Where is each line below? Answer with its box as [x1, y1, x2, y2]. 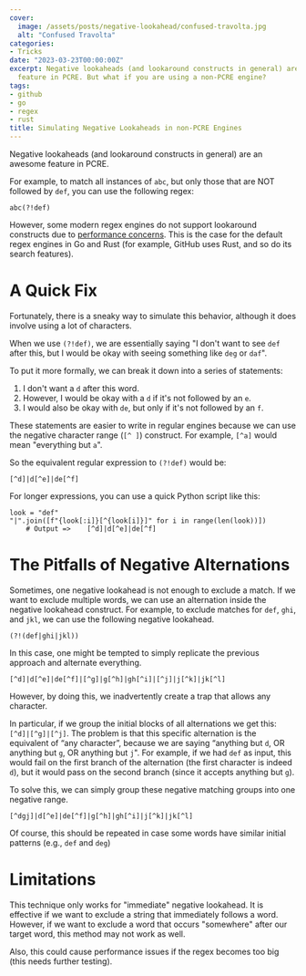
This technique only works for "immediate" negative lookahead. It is [9, 899, 264, 910]
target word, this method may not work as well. [9, 928, 186, 940]
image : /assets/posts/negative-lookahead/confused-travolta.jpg [17, 22, 267, 31]
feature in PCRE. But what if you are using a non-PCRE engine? [17, 73, 267, 82]
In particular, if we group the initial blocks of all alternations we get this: [9, 718, 278, 729]
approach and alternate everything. [9, 657, 142, 668]
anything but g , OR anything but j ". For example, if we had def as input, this [9, 747, 291, 758]
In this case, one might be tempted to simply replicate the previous [9, 647, 260, 658]
